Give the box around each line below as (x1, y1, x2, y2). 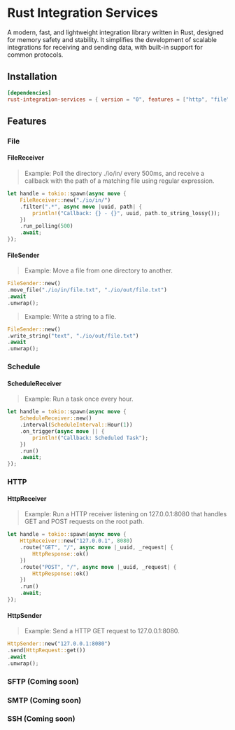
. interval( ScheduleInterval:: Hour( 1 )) (20, 422, 133, 429)
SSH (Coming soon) (7, 714, 76, 724)
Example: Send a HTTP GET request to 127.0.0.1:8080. (24, 627, 180, 635)
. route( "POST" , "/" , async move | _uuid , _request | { (20, 563, 177, 570)
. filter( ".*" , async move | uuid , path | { (20, 203, 142, 210)
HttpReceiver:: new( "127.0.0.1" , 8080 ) (20, 537, 133, 544)
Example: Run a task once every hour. (24, 394, 134, 404)
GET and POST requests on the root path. (24, 517, 145, 526)
